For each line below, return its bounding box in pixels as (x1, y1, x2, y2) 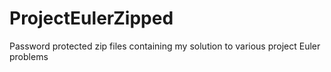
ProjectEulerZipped (9, 7, 174, 30)
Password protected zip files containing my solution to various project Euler (9, 40, 321, 52)
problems (9, 50, 49, 62)
